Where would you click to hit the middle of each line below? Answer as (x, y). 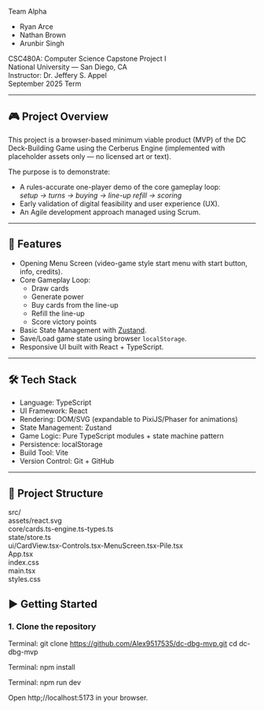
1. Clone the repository (52, 627)
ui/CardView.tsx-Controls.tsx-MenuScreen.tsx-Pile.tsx (95, 545)
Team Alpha (27, 11)
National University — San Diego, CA (68, 67)
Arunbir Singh (42, 43)
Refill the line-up (58, 313)
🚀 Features (35, 244)
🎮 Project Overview (58, 117)
